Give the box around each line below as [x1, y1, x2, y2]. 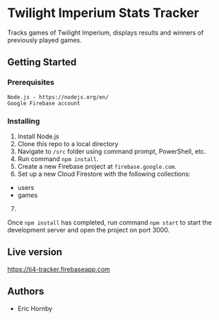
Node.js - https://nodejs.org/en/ [7, 93, 109, 100]
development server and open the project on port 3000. [7, 225, 170, 234]
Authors [7, 285, 45, 297]
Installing [7, 116, 40, 126]
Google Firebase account [7, 100, 81, 107]
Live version [7, 246, 62, 259]
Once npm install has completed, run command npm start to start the [7, 218, 212, 227]
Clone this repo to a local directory [17, 139, 119, 148]
